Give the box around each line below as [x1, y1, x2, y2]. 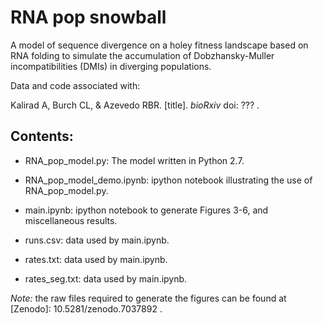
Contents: [10, 128, 74, 145]
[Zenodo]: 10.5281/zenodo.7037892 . [10, 302, 163, 315]
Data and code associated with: [10, 79, 141, 91]
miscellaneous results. [24, 214, 118, 226]
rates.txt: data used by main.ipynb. [24, 253, 168, 265]
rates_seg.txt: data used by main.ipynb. [24, 272, 188, 285]
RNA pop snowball [10, 6, 167, 29]
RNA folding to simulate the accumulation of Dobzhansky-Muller [10, 49, 275, 61]
